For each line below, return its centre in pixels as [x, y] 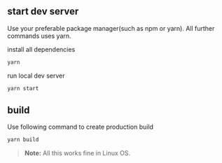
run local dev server [36, 76]
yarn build [23, 140]
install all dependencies [41, 49]
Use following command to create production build [81, 127]
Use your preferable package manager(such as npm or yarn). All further [111, 28]
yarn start [23, 88]
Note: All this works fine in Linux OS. [77, 153]
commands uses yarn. [39, 36]
